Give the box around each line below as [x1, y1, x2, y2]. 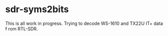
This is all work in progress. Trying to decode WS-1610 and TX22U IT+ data [5, 20, 163, 26]
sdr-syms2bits [5, 4, 69, 15]
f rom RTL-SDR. [5, 25, 38, 31]
